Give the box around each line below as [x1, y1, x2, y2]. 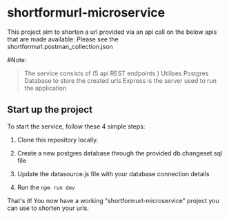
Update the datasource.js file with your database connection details [17, 169, 210, 178]
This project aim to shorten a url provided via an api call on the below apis [7, 28, 217, 36]
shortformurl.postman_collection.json [7, 42, 114, 50]
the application [23, 84, 67, 92]
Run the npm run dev [17, 183, 76, 191]
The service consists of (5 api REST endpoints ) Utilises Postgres [23, 69, 209, 77]
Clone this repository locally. [17, 135, 99, 144]
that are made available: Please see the [7, 35, 119, 43]
